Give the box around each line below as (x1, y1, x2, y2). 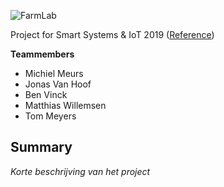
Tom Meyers (24, 110, 77, 122)
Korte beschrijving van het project (10, 165, 151, 177)
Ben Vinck (24, 89, 68, 100)
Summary (10, 139, 73, 156)
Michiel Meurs (24, 68, 84, 79)
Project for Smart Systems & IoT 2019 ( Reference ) (10, 29, 215, 40)
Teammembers (10, 48, 75, 60)
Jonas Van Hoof (24, 78, 92, 90)
